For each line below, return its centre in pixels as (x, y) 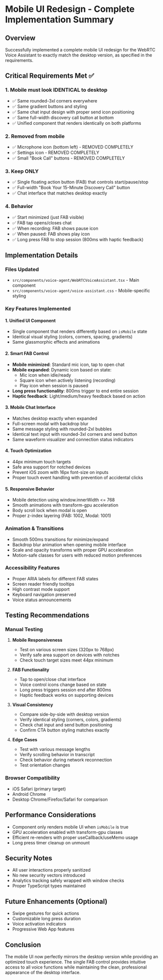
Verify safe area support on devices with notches (69, 655)
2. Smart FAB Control (27, 353)
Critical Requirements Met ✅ (50, 76)
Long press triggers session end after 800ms (65, 690)
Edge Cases (25, 740)
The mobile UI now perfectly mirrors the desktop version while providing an (82, 957)
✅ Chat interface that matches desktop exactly (60, 193)
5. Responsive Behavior (30, 489)
